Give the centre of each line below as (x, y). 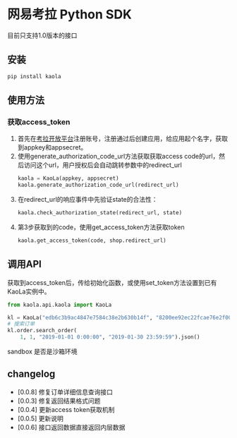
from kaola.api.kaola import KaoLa (60, 305)
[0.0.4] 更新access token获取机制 (66, 409)
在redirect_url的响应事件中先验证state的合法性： (87, 200)
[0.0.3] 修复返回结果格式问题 (59, 401)
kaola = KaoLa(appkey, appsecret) (68, 178)
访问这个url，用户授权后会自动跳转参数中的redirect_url (103, 165)
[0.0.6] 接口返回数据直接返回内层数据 (71, 427)
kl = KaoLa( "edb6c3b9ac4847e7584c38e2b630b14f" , (80, 317)
